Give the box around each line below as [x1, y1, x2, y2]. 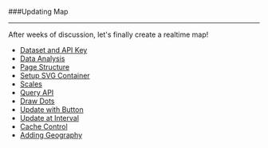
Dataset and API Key [19, 46, 88, 54]
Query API [19, 88, 54, 97]
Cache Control [19, 122, 68, 131]
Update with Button [19, 105, 84, 114]
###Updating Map [8, 7, 69, 16]
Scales [19, 79, 42, 89]
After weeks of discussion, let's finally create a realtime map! [8, 30, 209, 39]
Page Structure [19, 62, 70, 71]
